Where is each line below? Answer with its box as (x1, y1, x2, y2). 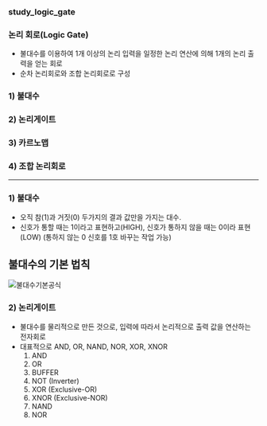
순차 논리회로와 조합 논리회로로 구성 (19, 68, 131, 78)
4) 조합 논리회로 (8, 160, 66, 171)
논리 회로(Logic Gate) (8, 29, 89, 40)
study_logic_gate (8, 6, 75, 18)
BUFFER (31, 367, 60, 377)
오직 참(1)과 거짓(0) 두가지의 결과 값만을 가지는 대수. (19, 212, 181, 221)
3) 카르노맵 (8, 137, 49, 148)
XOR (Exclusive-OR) (31, 385, 98, 394)
